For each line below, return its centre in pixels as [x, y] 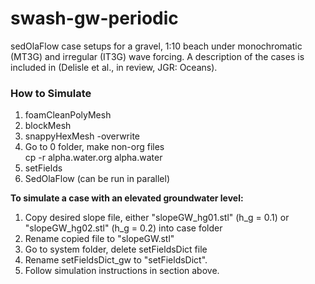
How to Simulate [51, 93]
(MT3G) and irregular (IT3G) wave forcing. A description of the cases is [157, 56]
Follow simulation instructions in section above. [122, 271]
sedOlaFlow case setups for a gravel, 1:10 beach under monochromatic [156, 46]
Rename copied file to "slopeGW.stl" [99, 239]
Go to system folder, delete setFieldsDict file [116, 249]
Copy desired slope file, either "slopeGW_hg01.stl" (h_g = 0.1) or [157, 218]
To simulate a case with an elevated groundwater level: [127, 198]
